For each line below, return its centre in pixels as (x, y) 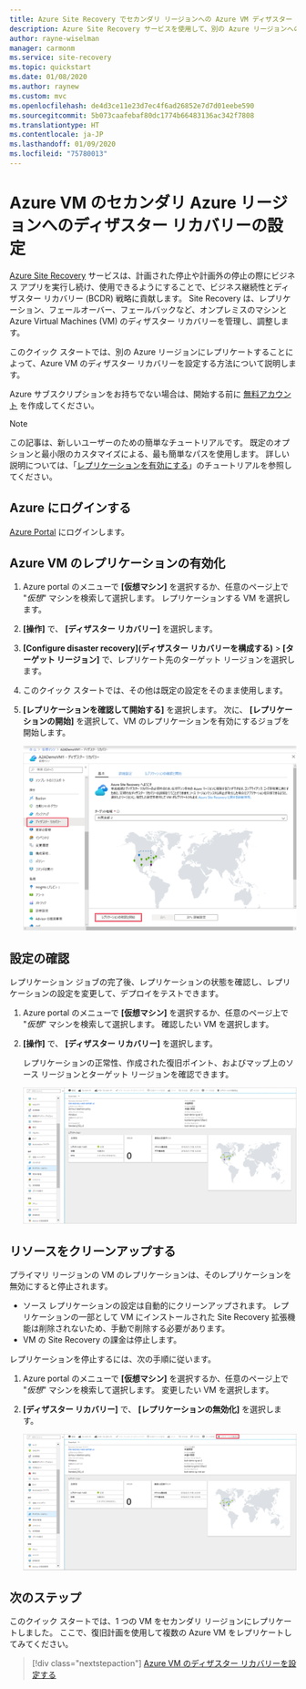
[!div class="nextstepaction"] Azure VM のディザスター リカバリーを (160, 1663)
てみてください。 (41, 1644)
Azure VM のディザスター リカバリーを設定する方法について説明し (164, 363)
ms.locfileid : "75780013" (58, 154)
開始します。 (46, 733)
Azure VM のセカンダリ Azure (123, 203)
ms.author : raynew (44, 87)
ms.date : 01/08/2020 (49, 77)
